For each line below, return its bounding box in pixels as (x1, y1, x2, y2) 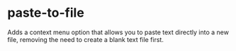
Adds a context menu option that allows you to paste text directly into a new (7, 28, 229, 36)
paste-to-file (7, 5, 85, 21)
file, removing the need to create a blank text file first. (7, 35, 164, 43)
